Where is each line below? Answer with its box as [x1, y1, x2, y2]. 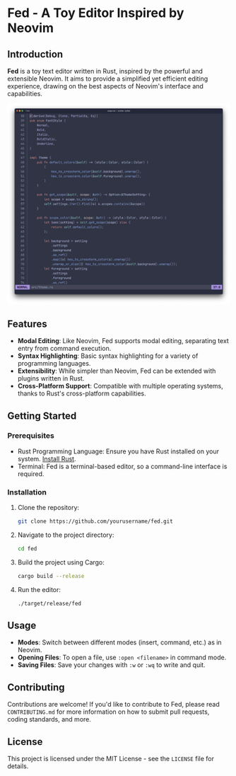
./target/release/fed [17, 600, 81, 607]
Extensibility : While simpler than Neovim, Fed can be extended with [17, 366, 216, 376]
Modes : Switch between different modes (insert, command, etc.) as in [17, 638, 222, 647]
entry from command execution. [17, 344, 112, 353]
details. [7, 762, 29, 770]
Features [7, 318, 47, 330]
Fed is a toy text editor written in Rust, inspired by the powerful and [7, 67, 203, 75]
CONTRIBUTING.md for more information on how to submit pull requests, [7, 707, 210, 716]
